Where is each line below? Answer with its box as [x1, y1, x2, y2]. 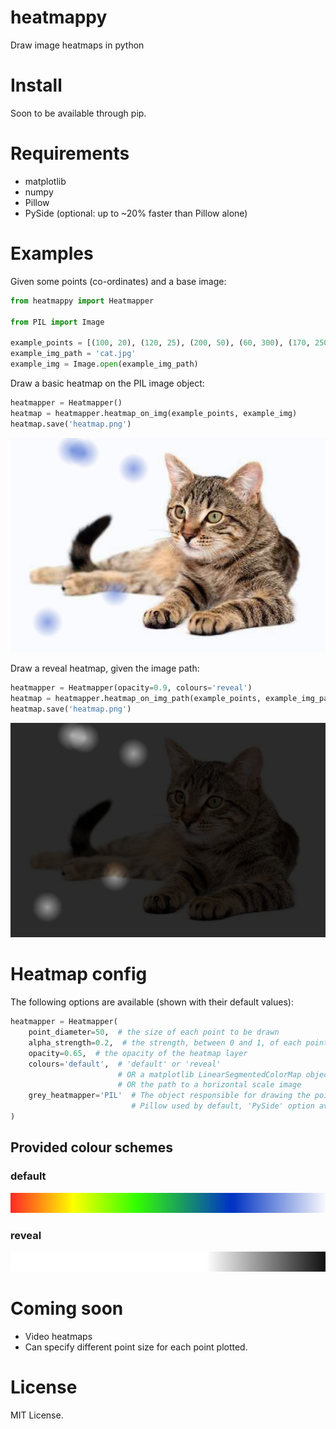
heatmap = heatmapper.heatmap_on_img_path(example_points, [10, 693, 262, 703]
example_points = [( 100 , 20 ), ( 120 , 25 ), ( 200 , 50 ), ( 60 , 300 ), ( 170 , [10, 338, 311, 348]
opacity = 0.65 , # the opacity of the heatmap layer [28, 1048, 248, 1058]
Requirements [10, 142, 130, 165]
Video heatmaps [24, 1330, 93, 1342]
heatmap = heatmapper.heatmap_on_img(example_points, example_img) [10, 408, 298, 418]
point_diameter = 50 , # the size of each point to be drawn [28, 1027, 280, 1038]
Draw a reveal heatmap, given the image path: [10, 662, 200, 675]
